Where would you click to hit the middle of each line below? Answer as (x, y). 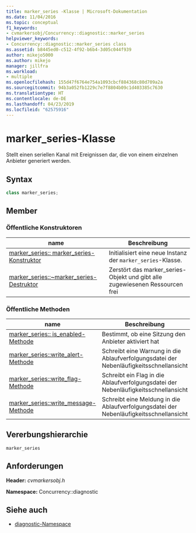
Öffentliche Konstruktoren (44, 228)
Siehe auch (27, 510)
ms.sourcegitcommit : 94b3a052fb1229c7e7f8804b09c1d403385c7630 (85, 88)
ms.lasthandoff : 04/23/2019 (40, 104)
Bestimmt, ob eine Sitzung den (143, 334)
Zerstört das (126, 269)
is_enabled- (69, 334)
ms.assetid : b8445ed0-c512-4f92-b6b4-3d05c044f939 (69, 50)
